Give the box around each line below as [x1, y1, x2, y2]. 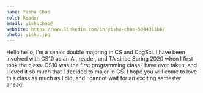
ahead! [6, 81, 24, 89]
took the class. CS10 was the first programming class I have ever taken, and [6, 62, 197, 69]
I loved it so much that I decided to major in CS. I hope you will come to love [6, 68, 197, 75]
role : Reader [6, 15, 40, 21]
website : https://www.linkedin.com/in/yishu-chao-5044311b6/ [6, 26, 166, 32]
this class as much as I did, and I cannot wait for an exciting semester [6, 75, 182, 82]
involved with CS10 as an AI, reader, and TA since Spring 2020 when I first [6, 55, 194, 62]
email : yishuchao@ [6, 20, 53, 26]
